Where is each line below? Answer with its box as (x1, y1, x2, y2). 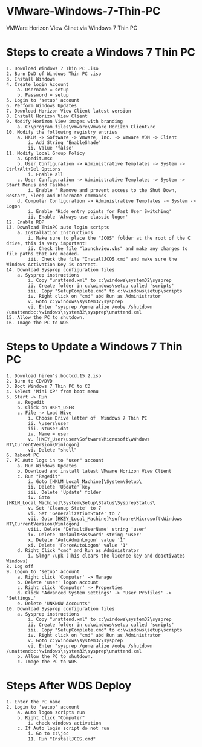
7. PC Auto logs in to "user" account (6, 457, 104, 464)
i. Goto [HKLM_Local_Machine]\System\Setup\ (28, 478, 142, 485)
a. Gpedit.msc (17, 156, 53, 162)
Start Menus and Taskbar (6, 182, 69, 188)
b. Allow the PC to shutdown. (17, 653, 94, 659)
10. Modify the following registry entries (6, 129, 118, 135)
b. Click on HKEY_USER (17, 404, 74, 410)
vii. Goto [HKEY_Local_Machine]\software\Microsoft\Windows (28, 516, 183, 522)
